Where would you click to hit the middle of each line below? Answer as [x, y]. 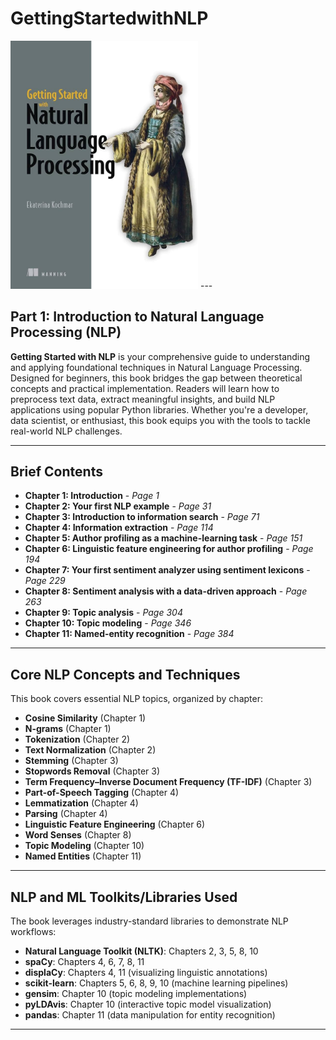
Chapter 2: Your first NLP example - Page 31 [118, 506]
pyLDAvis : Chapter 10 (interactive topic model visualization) [148, 1004]
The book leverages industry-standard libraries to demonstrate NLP [149, 921]
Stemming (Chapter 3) [71, 761]
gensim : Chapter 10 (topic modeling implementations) [136, 993]
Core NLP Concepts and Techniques [125, 674]
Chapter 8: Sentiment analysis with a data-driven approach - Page [166, 591]
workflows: [33, 931]
